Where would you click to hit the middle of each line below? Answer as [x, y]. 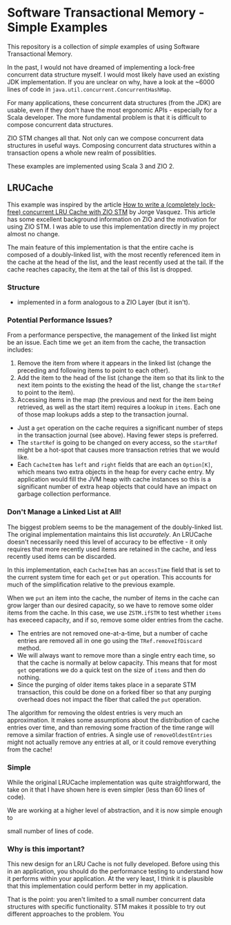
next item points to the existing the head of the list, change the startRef [119, 385]
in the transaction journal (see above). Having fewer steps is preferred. [118, 435]
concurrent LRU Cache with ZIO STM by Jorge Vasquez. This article [119, 211]
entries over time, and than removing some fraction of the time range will [111, 727]
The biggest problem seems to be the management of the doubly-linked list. [115, 527]
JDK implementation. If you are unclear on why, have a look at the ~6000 [111, 82]
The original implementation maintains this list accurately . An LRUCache [110, 534]
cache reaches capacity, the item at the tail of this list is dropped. [100, 269]
